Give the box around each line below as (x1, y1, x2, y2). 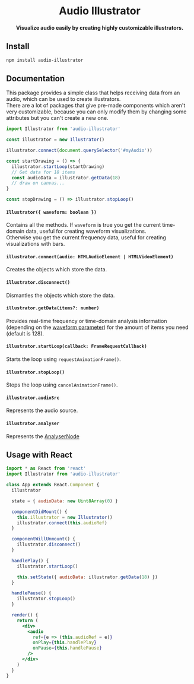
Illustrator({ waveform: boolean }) (6, 209, 97, 215)
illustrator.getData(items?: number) (6, 305, 100, 311)
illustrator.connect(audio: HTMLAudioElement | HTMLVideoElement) (6, 254, 174, 259)
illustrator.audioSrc (6, 395, 60, 401)
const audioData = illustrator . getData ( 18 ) (11, 175, 120, 180)
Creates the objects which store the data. (6, 266, 107, 273)
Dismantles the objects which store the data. (6, 292, 115, 299)
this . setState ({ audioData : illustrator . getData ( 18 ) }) (17, 574, 158, 580)
